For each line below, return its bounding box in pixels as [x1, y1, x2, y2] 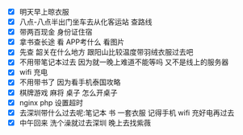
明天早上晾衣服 [19, 7, 69, 16]
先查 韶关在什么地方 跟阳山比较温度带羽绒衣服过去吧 [19, 47, 194, 57]
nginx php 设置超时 [19, 97, 84, 107]
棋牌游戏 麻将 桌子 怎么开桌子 [19, 88, 118, 97]
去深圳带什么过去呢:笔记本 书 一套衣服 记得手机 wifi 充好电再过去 [19, 108, 235, 117]
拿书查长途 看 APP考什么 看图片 [19, 37, 125, 47]
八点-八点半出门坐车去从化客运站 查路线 [19, 17, 153, 27]
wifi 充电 [19, 67, 48, 77]
